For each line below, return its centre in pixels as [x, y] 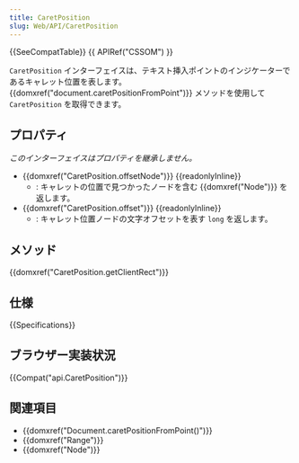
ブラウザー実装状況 [62, 356]
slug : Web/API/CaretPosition [64, 26]
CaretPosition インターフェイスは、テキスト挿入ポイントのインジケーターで [150, 70]
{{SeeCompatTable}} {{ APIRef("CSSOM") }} [91, 51]
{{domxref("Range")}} [63, 440]
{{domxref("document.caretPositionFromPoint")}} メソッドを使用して [137, 93]
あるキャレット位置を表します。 [68, 81]
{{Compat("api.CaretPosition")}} [69, 378]
